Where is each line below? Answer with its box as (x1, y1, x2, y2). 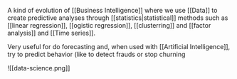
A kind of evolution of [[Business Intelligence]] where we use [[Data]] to (7, 6, 218, 14)
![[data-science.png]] (7, 64, 70, 72)
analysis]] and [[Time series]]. (7, 28, 96, 37)
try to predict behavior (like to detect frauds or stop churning (7, 50, 186, 58)
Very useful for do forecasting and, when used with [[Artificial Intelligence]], (7, 43, 231, 51)
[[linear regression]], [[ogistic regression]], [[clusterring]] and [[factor (7, 21, 211, 29)
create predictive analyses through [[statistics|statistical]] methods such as (7, 14, 228, 22)
